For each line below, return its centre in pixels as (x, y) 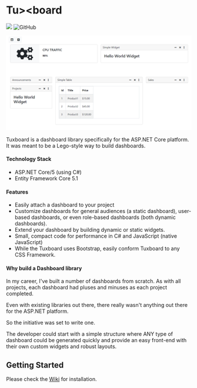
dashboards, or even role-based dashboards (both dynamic (104, 217)
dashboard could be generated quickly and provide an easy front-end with (96, 340)
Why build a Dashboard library (44, 268)
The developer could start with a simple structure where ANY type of (90, 334)
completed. (20, 293)
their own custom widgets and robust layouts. (61, 346)
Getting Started (35, 365)
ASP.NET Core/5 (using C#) (48, 172)
